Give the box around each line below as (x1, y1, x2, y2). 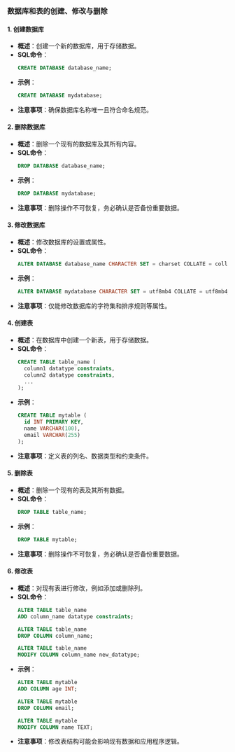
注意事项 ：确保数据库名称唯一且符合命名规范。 (17, 105, 152, 113)
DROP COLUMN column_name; (17, 632, 93, 639)
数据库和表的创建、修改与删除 (7, 6, 108, 15)
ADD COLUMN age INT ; (17, 685, 78, 692)
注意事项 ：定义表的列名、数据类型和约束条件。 (17, 452, 152, 460)
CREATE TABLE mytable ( (17, 412, 87, 419)
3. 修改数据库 (7, 221, 45, 229)
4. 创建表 (7, 319, 34, 327)
